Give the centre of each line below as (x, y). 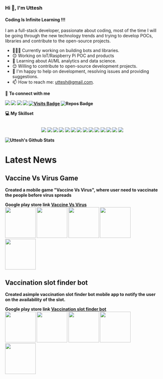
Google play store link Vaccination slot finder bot (56, 309)
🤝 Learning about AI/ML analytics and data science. (64, 61)
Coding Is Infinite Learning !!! (35, 20)
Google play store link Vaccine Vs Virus (46, 205)
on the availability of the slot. (35, 299)
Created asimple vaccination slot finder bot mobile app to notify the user (80, 294)
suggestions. (25, 77)
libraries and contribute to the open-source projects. (58, 41)
